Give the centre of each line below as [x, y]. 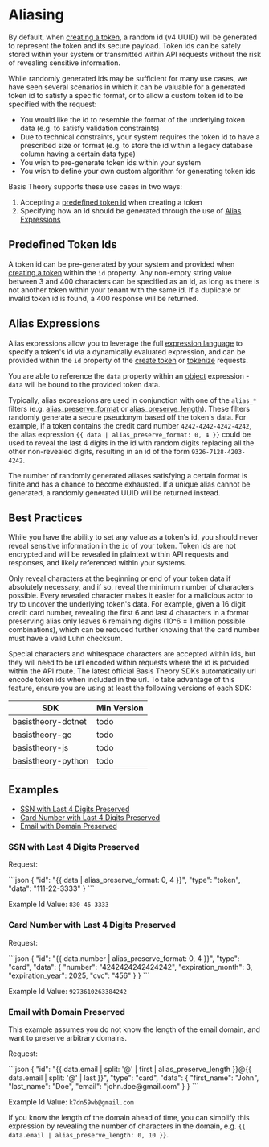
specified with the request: [53, 104]
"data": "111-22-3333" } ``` [51, 888]
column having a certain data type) [78, 154]
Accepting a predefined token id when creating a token [111, 202]
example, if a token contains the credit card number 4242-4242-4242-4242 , [130, 425]
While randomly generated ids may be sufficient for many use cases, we [128, 78]
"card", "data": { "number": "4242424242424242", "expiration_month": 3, [130, 967]
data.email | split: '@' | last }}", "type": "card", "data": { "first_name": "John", [134, 1078]
